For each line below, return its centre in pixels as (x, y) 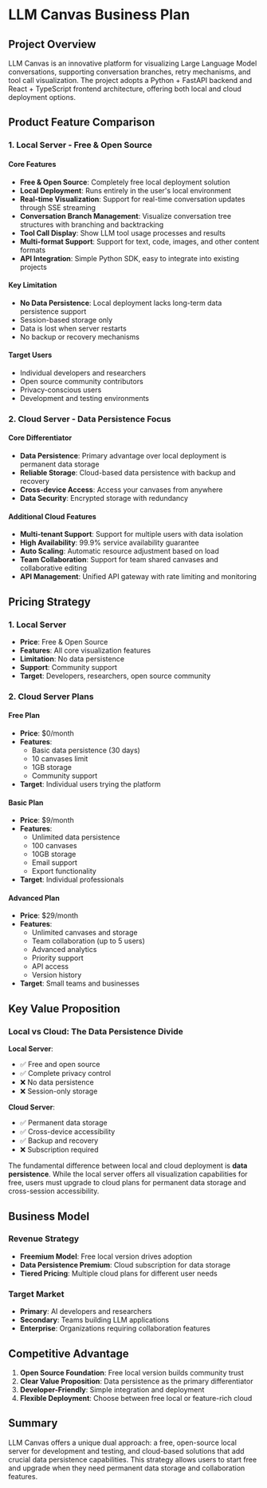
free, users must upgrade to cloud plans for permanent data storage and (127, 1183)
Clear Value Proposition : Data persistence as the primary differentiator (136, 1381)
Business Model (49, 1216)
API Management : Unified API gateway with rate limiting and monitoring (138, 577)
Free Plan (24, 716)
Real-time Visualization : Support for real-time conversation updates (132, 199)
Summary (33, 1423)
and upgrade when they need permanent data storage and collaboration (127, 1468)
